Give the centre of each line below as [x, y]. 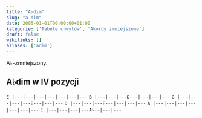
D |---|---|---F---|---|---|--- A [107, 103]
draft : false [23, 34]
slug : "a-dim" [24, 18]
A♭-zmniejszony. [27, 63]
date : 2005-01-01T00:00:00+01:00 [48, 23]
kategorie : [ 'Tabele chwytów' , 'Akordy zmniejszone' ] [76, 29]
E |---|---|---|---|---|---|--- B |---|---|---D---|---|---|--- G [90, 97]
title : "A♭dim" [25, 12]
